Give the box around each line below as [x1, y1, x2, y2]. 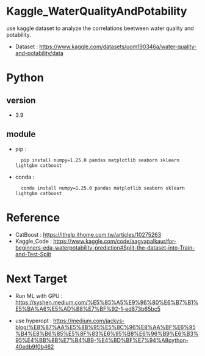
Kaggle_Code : [15, 237, 52, 245]
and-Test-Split [15, 250, 52, 258]
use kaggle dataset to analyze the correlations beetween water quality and [6, 24, 194, 32]
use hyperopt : [15, 317, 52, 324]
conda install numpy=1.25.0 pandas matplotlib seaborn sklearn [21, 185, 185, 191]
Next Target [6, 272, 68, 286]
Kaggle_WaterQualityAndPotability [6, 4, 187, 18]
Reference [6, 210, 60, 224]
